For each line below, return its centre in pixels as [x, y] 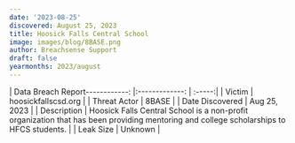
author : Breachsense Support [63, 50]
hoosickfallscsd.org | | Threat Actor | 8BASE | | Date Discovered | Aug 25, [144, 101]
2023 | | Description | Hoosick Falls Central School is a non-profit [129, 110]
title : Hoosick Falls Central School [79, 34]
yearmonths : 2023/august [55, 67]
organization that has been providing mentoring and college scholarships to [147, 119]
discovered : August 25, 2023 [63, 26]
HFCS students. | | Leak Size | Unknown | [85, 129]
